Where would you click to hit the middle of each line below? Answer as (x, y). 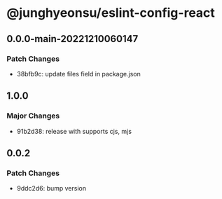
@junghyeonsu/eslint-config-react (111, 13)
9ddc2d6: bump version (51, 188)
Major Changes (33, 116)
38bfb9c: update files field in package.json (78, 74)
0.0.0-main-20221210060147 (72, 39)
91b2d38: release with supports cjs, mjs (74, 131)
